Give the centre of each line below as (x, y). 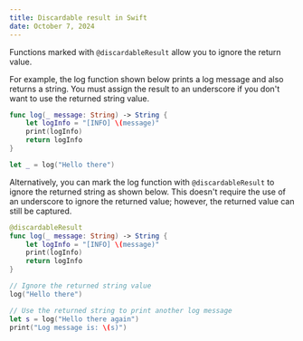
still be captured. (41, 211)
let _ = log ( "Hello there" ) (62, 165)
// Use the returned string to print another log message (121, 310)
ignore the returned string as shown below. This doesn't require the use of (148, 192)
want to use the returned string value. (80, 98)
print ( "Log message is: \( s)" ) (68, 327)
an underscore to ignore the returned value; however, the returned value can (152, 201)
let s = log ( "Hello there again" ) (75, 319)
